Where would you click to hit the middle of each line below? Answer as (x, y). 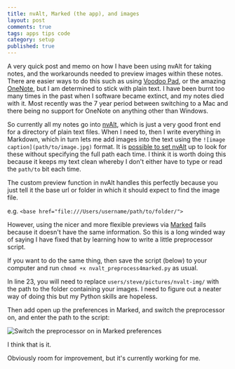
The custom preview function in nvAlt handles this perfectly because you (113, 182)
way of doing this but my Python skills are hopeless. (82, 296)
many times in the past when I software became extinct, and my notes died (116, 96)
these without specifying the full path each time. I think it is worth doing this (117, 154)
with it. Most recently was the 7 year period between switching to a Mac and (117, 103)
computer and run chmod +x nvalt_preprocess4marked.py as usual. (103, 268)
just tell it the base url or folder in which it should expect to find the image (114, 190)
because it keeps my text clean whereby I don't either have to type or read (115, 161)
